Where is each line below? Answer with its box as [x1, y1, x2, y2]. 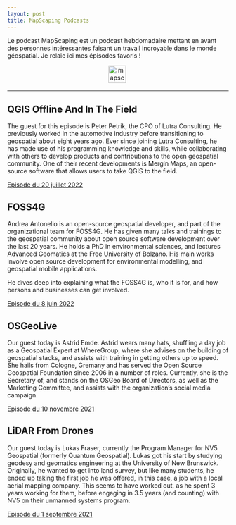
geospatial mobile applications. [7, 265, 98, 273]
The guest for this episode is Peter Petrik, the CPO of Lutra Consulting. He [7, 122, 223, 130]
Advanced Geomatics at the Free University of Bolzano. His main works [7, 249, 214, 258]
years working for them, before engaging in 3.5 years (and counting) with [7, 488, 220, 497]
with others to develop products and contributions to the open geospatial [7, 152, 219, 161]
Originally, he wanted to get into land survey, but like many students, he [7, 466, 214, 474]
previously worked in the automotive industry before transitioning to [7, 130, 204, 138]
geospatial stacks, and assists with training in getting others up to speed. [7, 353, 219, 362]
